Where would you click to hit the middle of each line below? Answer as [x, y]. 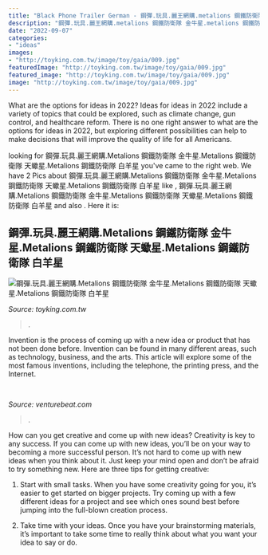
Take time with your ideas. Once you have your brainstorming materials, [138, 525]
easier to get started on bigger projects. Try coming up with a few [128, 493]
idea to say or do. [49, 542]
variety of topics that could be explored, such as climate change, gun [122, 113]
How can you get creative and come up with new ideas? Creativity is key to [132, 435]
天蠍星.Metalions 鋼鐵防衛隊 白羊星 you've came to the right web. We [138, 165]
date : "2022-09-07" [41, 30]
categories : [28, 38]
